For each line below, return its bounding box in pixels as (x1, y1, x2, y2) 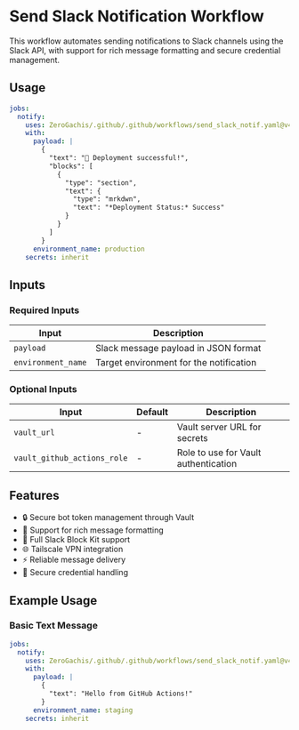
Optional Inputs (9, 382, 77, 395)
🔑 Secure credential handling (21, 567, 129, 578)
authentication (176, 458, 238, 470)
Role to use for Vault (176, 446, 262, 459)
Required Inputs (9, 304, 80, 317)
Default (136, 406, 169, 419)
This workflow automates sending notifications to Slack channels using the (9, 36, 284, 46)
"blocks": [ (48, 162, 93, 171)
